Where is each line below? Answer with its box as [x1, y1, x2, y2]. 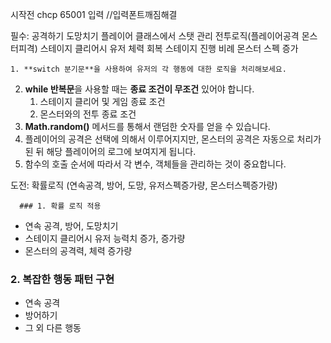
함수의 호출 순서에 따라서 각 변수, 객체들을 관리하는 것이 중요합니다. [24, 158, 287, 170]
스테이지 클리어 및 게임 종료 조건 [39, 96, 166, 107]
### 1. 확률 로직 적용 [19, 201, 102, 211]
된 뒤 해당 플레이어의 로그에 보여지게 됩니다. [24, 146, 197, 157]
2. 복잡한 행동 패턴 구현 [10, 272, 115, 286]
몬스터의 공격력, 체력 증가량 [24, 245, 133, 257]
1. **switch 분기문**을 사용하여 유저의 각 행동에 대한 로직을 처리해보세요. [10, 64, 287, 74]
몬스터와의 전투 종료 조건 [39, 108, 137, 120]
